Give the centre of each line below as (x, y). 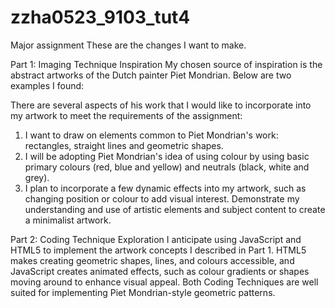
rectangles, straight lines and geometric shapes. (124, 145)
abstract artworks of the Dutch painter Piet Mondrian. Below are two (151, 75)
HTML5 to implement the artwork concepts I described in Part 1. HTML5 (158, 250)
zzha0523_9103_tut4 (100, 17)
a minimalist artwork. (68, 220)
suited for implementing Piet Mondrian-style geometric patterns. (143, 292)
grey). (37, 177)
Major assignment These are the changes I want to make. (128, 45)
